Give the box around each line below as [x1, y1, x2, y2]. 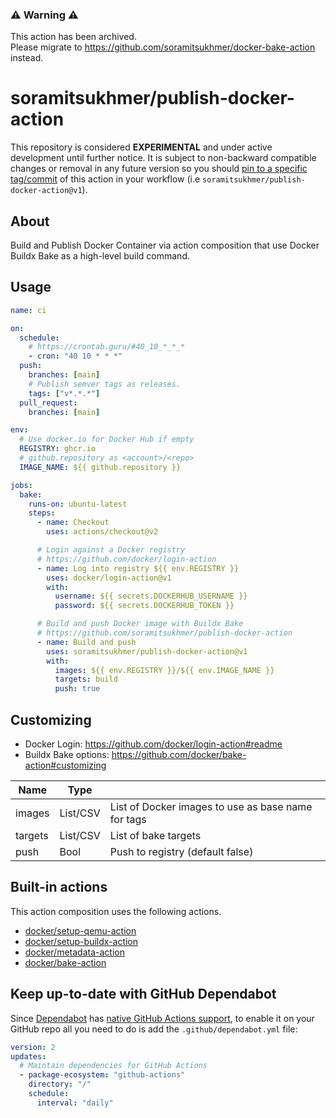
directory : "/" [28, 1079, 92, 1090]
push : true [54, 684, 101, 694]
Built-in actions [10, 879, 108, 896]
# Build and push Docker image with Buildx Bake [36, 619, 244, 629]
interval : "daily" [36, 1098, 114, 1108]
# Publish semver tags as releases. [28, 379, 182, 389]
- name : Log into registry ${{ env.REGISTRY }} [36, 563, 240, 573]
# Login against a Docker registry [36, 545, 186, 555]
